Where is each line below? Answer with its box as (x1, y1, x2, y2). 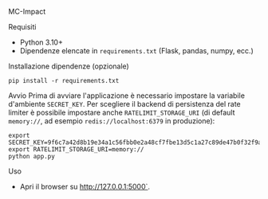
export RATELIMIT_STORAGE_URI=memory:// (8, 146, 145, 154)
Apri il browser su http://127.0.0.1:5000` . (19, 182, 150, 191)
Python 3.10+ (19, 37, 64, 47)
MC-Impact (8, 7, 46, 16)
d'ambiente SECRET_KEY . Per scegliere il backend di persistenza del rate (8, 99, 241, 108)
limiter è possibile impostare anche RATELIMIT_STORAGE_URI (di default (8, 107, 235, 117)
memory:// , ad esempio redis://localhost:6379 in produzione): (8, 116, 215, 126)
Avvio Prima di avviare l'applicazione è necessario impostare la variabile (8, 91, 246, 100)
